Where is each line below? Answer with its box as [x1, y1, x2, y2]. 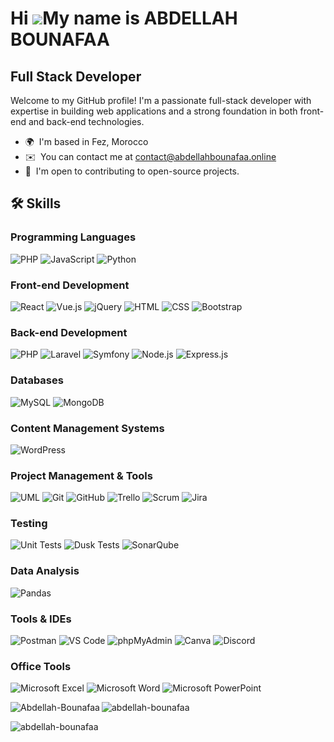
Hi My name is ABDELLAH [10, 7, 238, 30]
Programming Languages [10, 230, 137, 244]
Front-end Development [10, 278, 130, 292]
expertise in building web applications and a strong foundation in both [10, 105, 298, 117]
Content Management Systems [10, 421, 165, 435]
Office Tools [10, 659, 72, 673]
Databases [10, 373, 64, 387]
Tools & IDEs [10, 612, 72, 626]
